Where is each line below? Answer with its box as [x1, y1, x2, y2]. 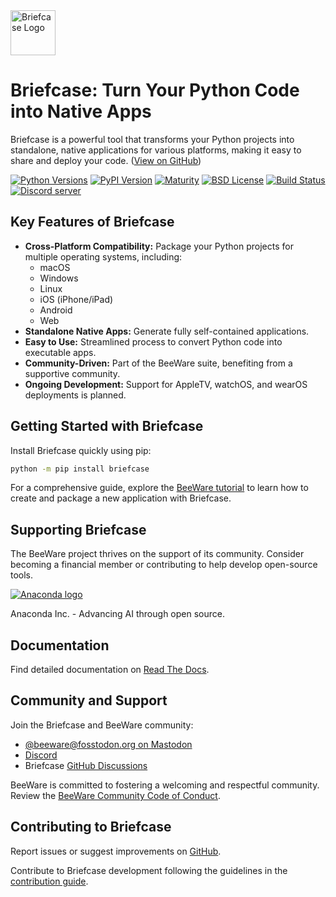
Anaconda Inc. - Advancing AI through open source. [10, 608, 225, 620]
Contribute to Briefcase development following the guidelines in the [10, 864, 288, 876]
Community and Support [10, 692, 168, 709]
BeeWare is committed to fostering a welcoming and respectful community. [10, 779, 320, 791]
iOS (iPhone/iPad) [39, 293, 114, 305]
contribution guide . [10, 875, 89, 887]
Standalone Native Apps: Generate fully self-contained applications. [24, 325, 310, 337]
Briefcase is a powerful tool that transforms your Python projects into [10, 133, 295, 145]
